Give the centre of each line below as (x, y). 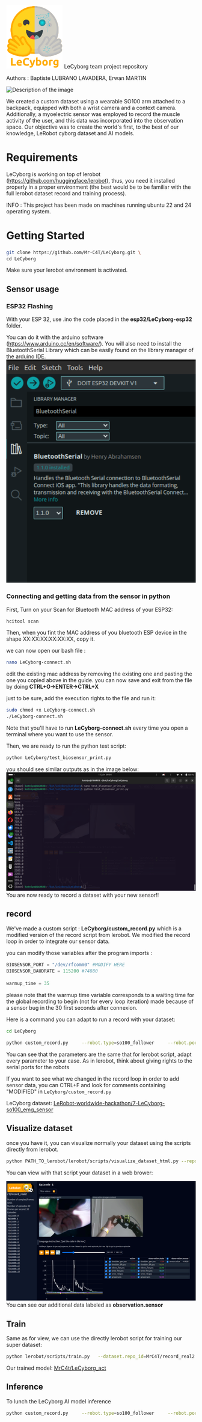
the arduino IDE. (26, 356)
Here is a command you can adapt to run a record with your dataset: (91, 1019)
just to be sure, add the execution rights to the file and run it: (81, 698)
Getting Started (46, 235)
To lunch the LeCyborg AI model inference (59, 1401)
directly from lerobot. (32, 1149)
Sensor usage (33, 289)
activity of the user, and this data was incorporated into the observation (95, 120)
